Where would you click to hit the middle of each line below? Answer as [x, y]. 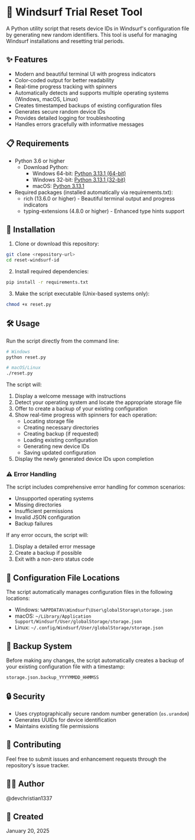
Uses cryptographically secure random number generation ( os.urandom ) [102, 713]
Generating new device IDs [56, 447]
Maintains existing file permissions [57, 726]
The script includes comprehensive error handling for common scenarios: [96, 487]
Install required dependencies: [52, 272]
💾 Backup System [39, 646]
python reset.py [26, 357]
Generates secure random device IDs [60, 111]
